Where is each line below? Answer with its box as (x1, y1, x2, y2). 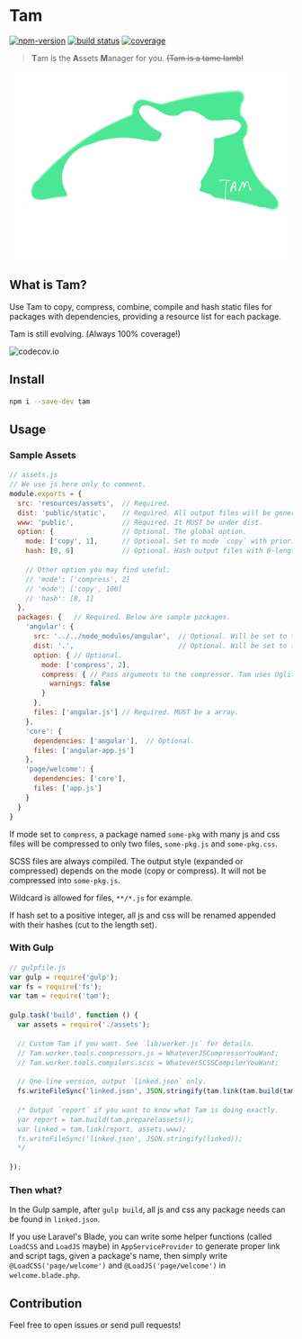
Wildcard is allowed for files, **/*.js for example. (9, 892, 193, 903)
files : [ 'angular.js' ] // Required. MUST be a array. (32, 708, 240, 717)
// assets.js (9, 470, 58, 480)
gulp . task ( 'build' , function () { (9, 1010, 139, 1020)
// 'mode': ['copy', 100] (25, 584, 123, 593)
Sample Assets (9, 448, 76, 461)
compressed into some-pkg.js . (9, 874, 121, 885)
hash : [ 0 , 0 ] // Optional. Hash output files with (25, 547, 263, 556)
